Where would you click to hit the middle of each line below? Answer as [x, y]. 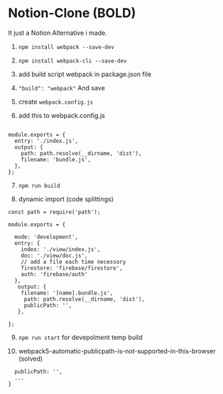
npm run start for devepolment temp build [80, 337]
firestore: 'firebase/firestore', [72, 268]
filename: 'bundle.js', [56, 159]
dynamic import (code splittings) [66, 199]
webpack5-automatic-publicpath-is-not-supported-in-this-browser [117, 351]
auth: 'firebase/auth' [54, 274]
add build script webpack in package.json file [85, 74]
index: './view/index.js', [61, 249]
